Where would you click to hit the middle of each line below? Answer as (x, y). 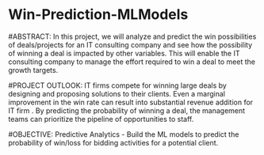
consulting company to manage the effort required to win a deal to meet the (132, 62)
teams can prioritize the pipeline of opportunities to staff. (101, 119)
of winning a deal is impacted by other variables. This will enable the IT (124, 53)
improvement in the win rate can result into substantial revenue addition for (131, 102)
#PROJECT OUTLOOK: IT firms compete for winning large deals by (118, 85)
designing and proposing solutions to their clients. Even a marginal (117, 93)
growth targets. (33, 70)
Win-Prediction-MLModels (98, 15)
